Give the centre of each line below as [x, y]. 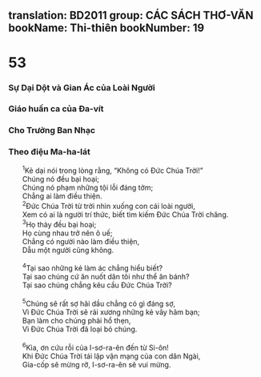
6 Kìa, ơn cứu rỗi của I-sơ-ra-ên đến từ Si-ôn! [96, 347]
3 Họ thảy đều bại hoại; [60, 223]
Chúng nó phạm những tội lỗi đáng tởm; [88, 188]
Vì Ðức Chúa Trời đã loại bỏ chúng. [80, 329]
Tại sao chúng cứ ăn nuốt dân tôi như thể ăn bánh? [106, 277]
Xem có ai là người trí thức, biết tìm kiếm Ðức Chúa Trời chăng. [126, 215]
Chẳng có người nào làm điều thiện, [81, 241]
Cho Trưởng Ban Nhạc [52, 130]
